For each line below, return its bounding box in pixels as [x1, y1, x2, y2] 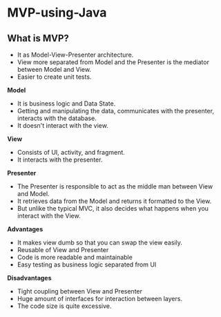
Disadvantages [7, 274, 52, 282]
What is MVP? [7, 32, 69, 44]
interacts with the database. [17, 114, 97, 122]
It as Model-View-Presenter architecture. [17, 50, 134, 59]
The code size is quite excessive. [17, 302, 112, 310]
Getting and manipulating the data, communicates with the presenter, [17, 107, 214, 115]
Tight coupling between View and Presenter [17, 287, 143, 295]
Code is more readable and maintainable [17, 253, 133, 261]
